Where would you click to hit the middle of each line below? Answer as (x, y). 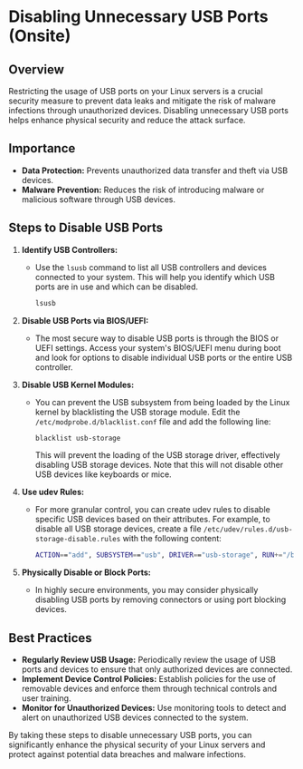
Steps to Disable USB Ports (86, 228)
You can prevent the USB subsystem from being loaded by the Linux (162, 402)
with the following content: (172, 539)
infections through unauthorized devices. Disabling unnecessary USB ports (148, 110)
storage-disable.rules (78, 540)
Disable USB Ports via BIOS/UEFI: (85, 320)
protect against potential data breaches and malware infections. (127, 754)
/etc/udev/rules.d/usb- (248, 530)
